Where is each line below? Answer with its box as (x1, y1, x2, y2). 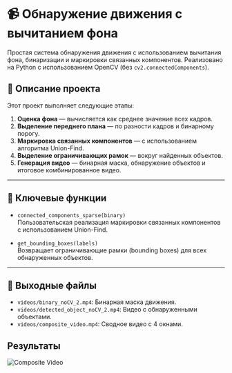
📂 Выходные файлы (7, 279, 97, 291)
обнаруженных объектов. (17, 253, 93, 261)
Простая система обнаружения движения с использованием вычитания (7, 48, 222, 57)
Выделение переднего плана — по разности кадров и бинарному (17, 122, 214, 130)
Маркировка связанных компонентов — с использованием (17, 137, 197, 145)
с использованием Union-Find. (17, 225, 108, 234)
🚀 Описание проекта (7, 83, 101, 94)
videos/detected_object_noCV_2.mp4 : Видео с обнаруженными (17, 305, 198, 314)
